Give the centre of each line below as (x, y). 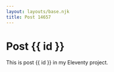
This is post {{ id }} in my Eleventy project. (57, 63)
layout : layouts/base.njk (38, 12)
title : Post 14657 (28, 17)
